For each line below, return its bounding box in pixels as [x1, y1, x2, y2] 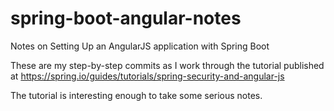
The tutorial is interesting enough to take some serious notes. [10, 89, 263, 101]
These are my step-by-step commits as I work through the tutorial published [10, 59, 325, 71]
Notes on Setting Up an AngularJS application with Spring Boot [10, 40, 270, 52]
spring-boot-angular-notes [10, 7, 242, 30]
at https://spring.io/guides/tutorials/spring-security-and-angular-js [10, 70, 285, 82]
